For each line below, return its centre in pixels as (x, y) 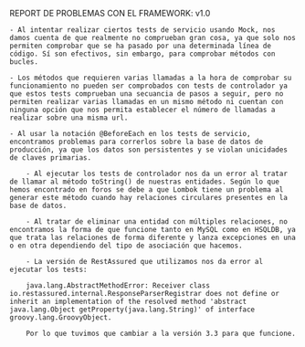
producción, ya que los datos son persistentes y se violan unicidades (148, 150)
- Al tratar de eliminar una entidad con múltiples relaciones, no (157, 222)
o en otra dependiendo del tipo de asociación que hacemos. (126, 246)
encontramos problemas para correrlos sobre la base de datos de (136, 142)
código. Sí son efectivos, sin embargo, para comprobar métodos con (142, 54)
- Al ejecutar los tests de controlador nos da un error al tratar (157, 173)
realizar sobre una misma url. (69, 118)
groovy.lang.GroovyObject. (61, 318)
